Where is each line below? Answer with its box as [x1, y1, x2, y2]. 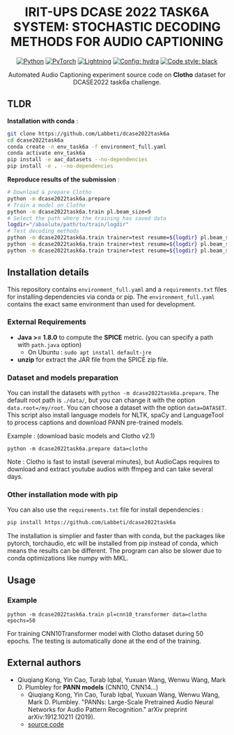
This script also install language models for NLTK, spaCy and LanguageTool [7, 411, 224, 420]
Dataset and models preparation [7, 373, 118, 383]
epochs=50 [7, 617, 36, 625]
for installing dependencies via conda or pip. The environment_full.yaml [7, 292, 215, 301]
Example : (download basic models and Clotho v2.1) [7, 432, 155, 440]
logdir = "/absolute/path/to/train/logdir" [7, 221, 130, 228]
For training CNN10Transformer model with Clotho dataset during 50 [7, 630, 204, 638]
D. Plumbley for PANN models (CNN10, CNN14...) [17, 683, 159, 691]
